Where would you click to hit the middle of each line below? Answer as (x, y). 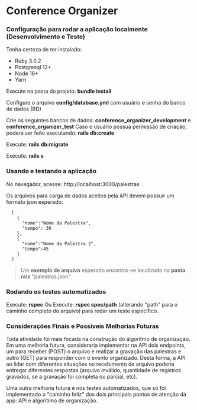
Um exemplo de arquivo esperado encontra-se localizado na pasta (103, 270)
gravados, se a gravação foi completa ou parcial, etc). (72, 377)
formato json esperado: (35, 201)
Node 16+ (27, 74)
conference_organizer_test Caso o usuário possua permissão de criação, (97, 127)
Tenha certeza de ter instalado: (44, 50)
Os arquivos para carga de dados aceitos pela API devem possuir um (90, 196)
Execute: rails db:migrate (37, 144)
